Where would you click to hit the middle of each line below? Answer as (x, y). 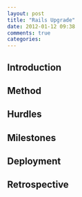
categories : (24, 39)
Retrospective (38, 185)
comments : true (29, 33)
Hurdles (25, 114)
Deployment (34, 161)
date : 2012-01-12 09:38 (41, 26)
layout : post (26, 13)
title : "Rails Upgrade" (41, 20)
